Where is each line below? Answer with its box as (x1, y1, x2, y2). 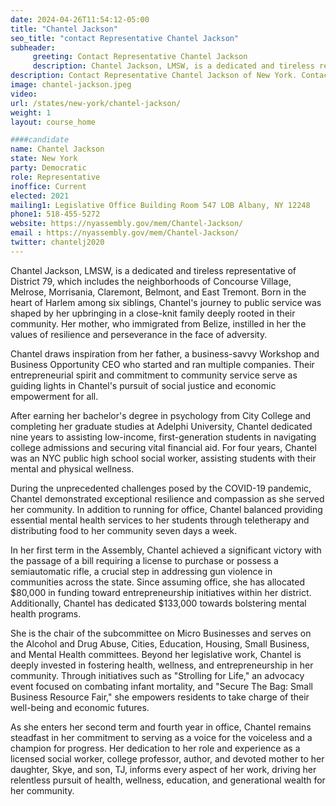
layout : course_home (10, 117, 97, 127)
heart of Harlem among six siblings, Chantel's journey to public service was (10, 296, 322, 308)
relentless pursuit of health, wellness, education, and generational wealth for (10, 774, 326, 786)
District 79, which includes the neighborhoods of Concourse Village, (10, 275, 292, 287)
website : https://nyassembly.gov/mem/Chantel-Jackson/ (10, 219, 244, 229)
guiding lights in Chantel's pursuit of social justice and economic (10, 379, 277, 391)
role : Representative (10, 172, 101, 182)
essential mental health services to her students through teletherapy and (10, 514, 310, 526)
